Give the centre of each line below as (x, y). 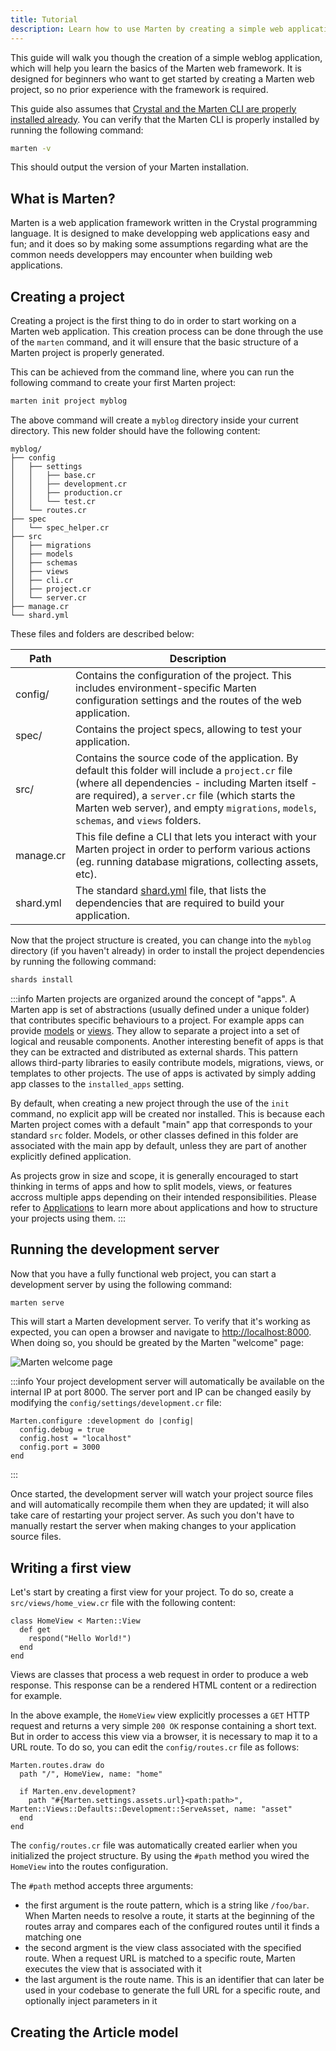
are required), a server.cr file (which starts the (185, 795)
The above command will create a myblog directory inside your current (154, 420)
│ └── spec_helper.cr (60, 527)
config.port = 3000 (60, 1447)
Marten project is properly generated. (87, 352)
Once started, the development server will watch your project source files (162, 1494)
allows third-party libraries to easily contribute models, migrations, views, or (167, 1062)
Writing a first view (71, 1567)
